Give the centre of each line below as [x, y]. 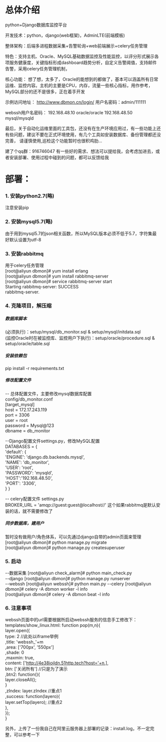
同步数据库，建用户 [25, 523]
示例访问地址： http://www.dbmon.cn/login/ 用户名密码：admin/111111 [76, 102]
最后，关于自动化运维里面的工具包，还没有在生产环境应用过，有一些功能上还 [83, 128]
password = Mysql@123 [30, 425]
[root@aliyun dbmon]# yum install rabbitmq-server [57, 276]
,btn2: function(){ [23, 674]
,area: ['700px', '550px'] [30, 647]
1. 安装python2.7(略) [30, 196]
